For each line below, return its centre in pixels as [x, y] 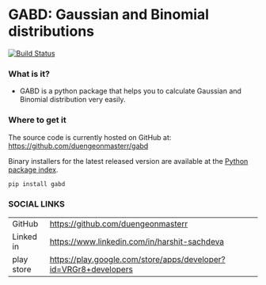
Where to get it [37, 120]
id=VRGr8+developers [91, 269]
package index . [33, 169]
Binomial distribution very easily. [72, 100]
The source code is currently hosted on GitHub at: [90, 137]
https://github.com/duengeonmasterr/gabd [78, 146]
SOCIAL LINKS [36, 204]
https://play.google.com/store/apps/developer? [137, 259]
